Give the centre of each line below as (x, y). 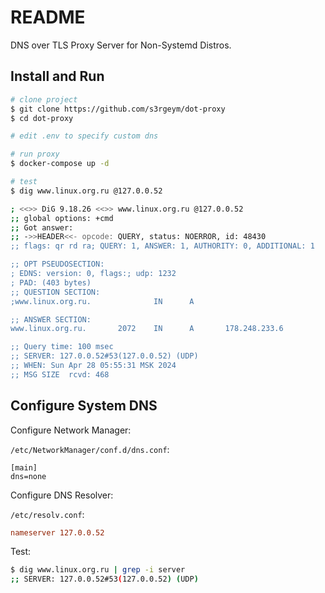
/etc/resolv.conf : (47, 514)
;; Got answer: (42, 227)
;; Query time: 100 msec (62, 347)
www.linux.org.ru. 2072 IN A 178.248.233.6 (147, 329)
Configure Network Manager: (71, 430)
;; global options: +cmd (62, 218)
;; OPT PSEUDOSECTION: (57, 264)
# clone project (44, 99)
